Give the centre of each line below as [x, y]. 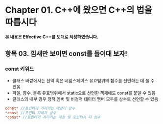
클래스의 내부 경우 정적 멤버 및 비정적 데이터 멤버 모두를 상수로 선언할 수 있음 [85, 99]
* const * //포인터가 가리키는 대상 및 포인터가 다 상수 [53, 117]
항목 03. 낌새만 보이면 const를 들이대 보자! [66, 54]
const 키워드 [20, 69]
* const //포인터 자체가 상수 [31, 113]
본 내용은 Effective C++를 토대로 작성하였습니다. [52, 37]
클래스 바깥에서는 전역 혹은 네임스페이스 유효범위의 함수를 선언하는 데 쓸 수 [83, 80]
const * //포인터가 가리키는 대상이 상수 [40, 108]
